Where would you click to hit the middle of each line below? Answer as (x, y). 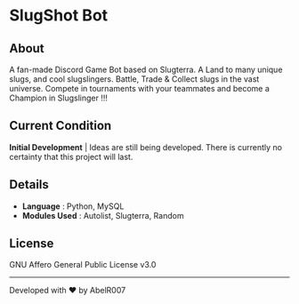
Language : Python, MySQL (73, 206)
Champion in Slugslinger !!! (59, 98)
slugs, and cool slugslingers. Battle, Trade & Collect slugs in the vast (134, 79)
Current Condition (61, 126)
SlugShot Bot (59, 16)
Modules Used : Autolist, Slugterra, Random (103, 215)
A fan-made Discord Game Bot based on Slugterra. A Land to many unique (146, 69)
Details (29, 184)
